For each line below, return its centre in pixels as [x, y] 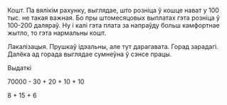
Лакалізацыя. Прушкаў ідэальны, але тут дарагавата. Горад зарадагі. [113, 46]
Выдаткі [20, 68]
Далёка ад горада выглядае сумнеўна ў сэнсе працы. [90, 54]
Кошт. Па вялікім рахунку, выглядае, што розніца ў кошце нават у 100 [113, 10]
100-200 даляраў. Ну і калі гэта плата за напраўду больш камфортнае [114, 25]
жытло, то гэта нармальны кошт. [57, 33]
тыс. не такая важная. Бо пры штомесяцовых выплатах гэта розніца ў [114, 18]
